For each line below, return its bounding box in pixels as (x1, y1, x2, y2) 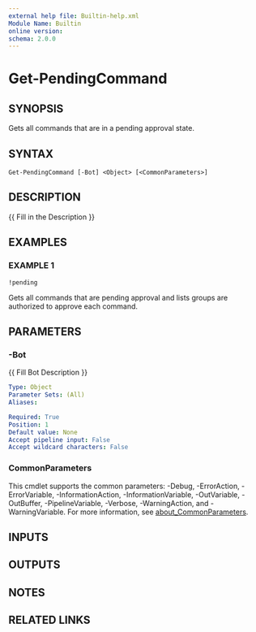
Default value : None (8, 428, 79, 436)
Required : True (8, 413, 60, 421)
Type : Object (8, 383, 53, 392)
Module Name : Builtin (8, 19, 82, 28)
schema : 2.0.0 (8, 34, 57, 43)
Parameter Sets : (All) (8, 391, 85, 399)
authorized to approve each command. (8, 301, 139, 311)
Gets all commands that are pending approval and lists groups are (8, 292, 228, 302)
